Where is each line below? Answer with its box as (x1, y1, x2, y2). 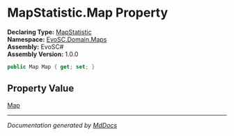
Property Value (7, 83, 75, 94)
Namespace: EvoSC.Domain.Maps (7, 35, 107, 43)
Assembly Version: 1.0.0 (7, 50, 79, 58)
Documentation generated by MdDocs (7, 121, 117, 129)
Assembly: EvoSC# (7, 42, 64, 51)
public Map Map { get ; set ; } (7, 63, 95, 70)
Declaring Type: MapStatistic (7, 28, 92, 36)
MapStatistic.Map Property (7, 5, 169, 21)
